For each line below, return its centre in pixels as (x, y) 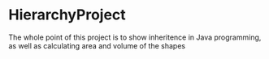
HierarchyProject (67, 15)
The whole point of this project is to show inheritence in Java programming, (135, 37)
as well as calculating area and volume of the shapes (97, 45)
